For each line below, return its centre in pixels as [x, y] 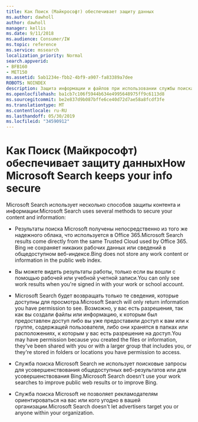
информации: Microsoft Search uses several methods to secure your [89, 211]
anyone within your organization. [54, 413]
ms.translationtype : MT [35, 105]
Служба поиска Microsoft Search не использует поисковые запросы [100, 363]
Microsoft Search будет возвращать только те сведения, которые [96, 296]
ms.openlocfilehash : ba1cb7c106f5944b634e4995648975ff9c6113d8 [85, 94]
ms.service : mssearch [33, 50]
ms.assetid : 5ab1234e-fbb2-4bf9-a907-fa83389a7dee [70, 77]
